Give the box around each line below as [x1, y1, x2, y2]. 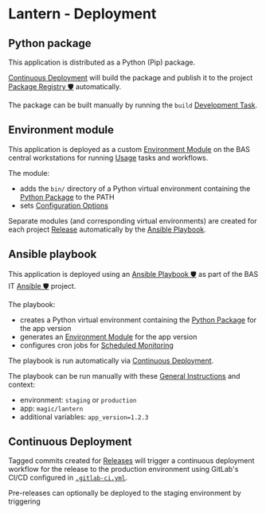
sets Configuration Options [19, 201, 109, 210]
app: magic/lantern [19, 403, 84, 413]
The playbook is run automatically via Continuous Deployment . [8, 356, 214, 365]
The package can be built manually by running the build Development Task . [8, 100, 258, 110]
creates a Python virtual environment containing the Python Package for [19, 315, 257, 325]
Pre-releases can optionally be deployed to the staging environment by [8, 489, 241, 498]
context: [8, 380, 36, 389]
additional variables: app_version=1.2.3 [19, 411, 149, 422]
